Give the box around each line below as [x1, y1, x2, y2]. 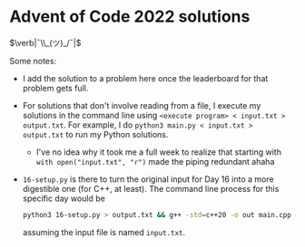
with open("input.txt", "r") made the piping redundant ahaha [35, 156, 275, 166]
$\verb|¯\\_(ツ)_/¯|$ [9, 37, 82, 48]
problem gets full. [22, 82, 89, 93]
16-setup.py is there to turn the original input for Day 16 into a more [22, 174, 274, 185]
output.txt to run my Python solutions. [22, 128, 169, 139]
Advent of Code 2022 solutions [9, 6, 251, 27]
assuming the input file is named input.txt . [22, 226, 186, 237]
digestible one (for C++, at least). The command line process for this [22, 183, 280, 194]
